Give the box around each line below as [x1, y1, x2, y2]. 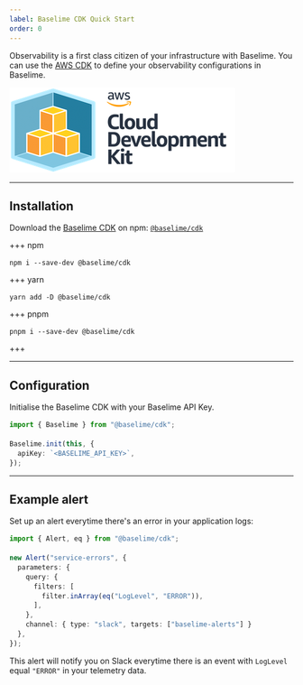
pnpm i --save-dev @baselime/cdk [9, 328, 135, 337]
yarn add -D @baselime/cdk [9, 293, 111, 302]
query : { [25, 572, 59, 581]
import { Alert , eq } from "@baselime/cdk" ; [9, 534, 179, 543]
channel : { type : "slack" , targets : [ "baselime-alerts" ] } [25, 620, 252, 629]
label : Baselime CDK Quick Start [9, 14, 135, 23]
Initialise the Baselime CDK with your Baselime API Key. [9, 402, 215, 412]
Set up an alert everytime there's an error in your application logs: [9, 515, 254, 527]
